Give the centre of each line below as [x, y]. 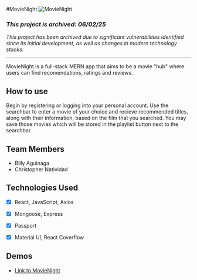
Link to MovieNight [37, 270]
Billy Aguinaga [32, 163]
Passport [26, 225]
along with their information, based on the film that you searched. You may [96, 118]
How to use [27, 91]
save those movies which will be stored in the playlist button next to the [92, 124]
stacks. [15, 49]
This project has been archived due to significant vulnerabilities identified [95, 37]
